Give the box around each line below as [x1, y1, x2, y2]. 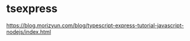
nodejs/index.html [6, 28, 52, 35]
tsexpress [6, 2, 58, 16]
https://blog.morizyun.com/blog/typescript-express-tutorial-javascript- [6, 22, 184, 29]
